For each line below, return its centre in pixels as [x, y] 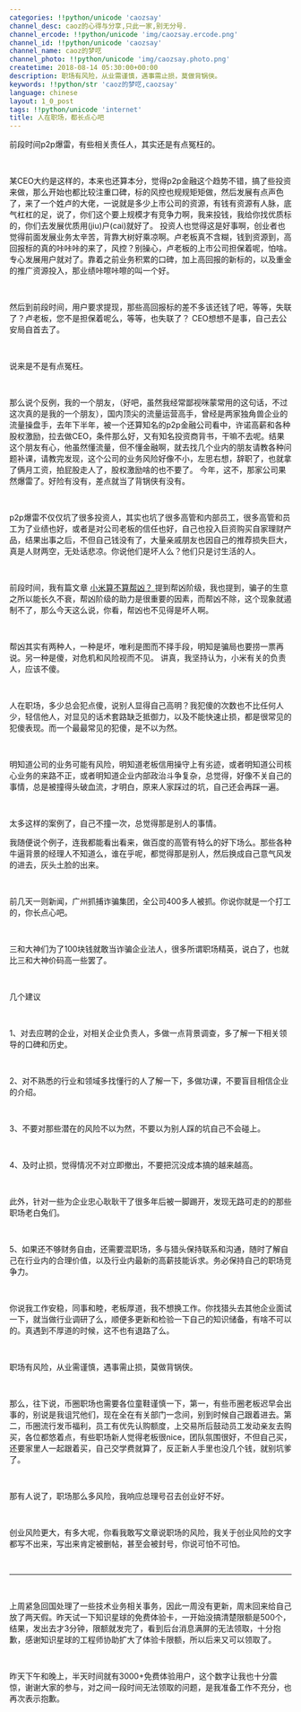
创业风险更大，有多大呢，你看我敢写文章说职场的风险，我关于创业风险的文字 [150, 1532]
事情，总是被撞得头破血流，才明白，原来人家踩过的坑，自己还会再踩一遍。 [146, 787]
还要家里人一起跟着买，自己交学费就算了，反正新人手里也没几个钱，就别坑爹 [150, 1449]
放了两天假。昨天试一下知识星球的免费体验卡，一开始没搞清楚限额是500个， [150, 1618]
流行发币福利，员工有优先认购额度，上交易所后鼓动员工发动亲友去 [162, 1426]
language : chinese [43, 92]
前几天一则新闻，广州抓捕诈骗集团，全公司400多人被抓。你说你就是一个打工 [150, 901]
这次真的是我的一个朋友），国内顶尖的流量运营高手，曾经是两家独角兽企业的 [149, 414]
